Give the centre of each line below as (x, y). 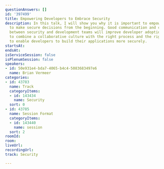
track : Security (21, 154)
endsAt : (13, 50)
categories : (17, 77)
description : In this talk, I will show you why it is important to (76, 23)
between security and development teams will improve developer (76, 32)
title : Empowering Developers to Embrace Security (58, 19)
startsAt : (15, 46)
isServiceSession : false (30, 55)
